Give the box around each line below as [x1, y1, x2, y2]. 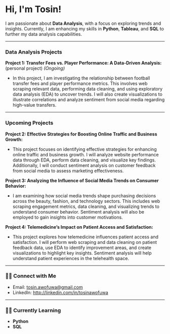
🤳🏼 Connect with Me [5, 272, 57, 279]
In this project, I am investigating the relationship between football [12, 75, 150, 81]
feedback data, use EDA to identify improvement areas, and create [12, 244, 152, 251]
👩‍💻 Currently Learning [5, 307, 61, 314]
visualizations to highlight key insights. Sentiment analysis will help [12, 249, 152, 256]
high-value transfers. [12, 102, 57, 108]
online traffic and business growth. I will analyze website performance [12, 151, 159, 157]
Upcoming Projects [5, 119, 54, 127]
